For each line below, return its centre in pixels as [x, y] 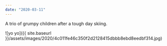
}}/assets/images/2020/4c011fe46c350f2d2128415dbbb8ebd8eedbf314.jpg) [84, 38]
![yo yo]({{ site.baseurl [28, 33]
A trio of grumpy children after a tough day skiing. [56, 23]
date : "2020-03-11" [25, 10]
